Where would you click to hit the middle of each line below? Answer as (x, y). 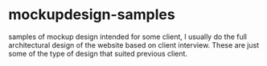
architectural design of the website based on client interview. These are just (134, 45)
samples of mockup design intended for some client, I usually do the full (128, 37)
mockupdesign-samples (92, 15)
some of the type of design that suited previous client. (98, 53)
